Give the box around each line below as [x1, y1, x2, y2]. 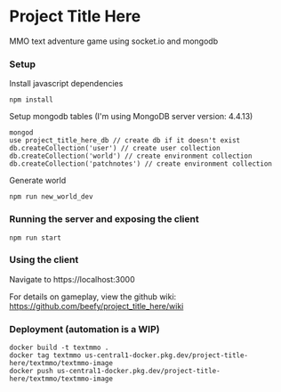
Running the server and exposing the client [9, 213, 199, 225]
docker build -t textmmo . [9, 343, 109, 353]
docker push [9, 367, 53, 376]
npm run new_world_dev [9, 192, 93, 201]
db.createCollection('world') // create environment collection [9, 151, 253, 161]
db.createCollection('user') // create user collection [9, 144, 221, 153]
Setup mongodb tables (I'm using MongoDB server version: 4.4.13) [9, 111, 253, 122]
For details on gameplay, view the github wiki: [9, 291, 177, 302]
